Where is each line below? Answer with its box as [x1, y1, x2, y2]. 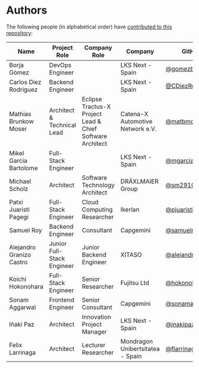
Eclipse [82, 95, 102, 103]
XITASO [120, 250, 142, 258]
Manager [82, 327, 107, 335]
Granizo [9, 250, 31, 258]
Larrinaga [9, 348, 36, 356]
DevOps [49, 60, 72, 69]
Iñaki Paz [9, 320, 34, 328]
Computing [82, 205, 113, 213]
